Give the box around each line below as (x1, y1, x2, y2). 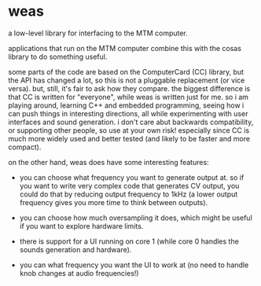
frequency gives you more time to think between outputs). (19, 197, 208, 207)
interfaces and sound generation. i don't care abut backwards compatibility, (8, 117, 254, 126)
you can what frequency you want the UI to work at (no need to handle (19, 260, 249, 269)
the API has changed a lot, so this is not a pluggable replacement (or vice (8, 75, 245, 85)
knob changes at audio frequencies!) (19, 268, 139, 277)
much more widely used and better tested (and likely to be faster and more (8, 134, 250, 143)
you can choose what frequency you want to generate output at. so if (19, 172, 244, 182)
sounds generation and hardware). (19, 244, 132, 254)
